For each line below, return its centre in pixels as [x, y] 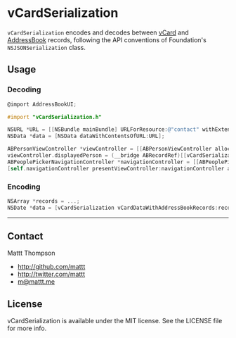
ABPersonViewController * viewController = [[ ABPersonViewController [110, 149]
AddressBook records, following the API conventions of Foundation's [107, 39]
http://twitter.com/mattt [51, 274]
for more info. [27, 328]
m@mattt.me [36, 282]
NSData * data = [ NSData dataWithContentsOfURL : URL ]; [86, 136]
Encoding [24, 187]
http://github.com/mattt [51, 267]
